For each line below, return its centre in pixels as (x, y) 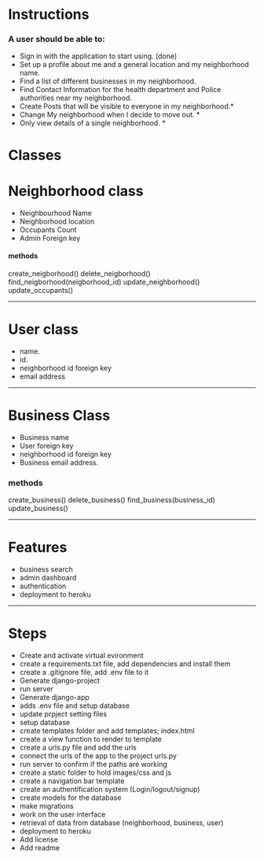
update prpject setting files (63, 713)
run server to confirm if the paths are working (93, 764)
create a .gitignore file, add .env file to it (84, 672)
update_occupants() (40, 290)
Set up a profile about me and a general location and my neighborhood (134, 65)
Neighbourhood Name (55, 213)
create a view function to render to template (91, 739)
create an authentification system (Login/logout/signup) (110, 789)
